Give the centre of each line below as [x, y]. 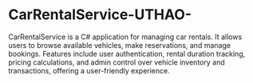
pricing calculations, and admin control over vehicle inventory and [117, 62]
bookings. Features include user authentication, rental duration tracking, [127, 53]
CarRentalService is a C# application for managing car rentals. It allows [125, 37]
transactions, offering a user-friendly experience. [89, 70]
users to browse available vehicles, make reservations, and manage [120, 45]
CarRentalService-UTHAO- [100, 15]
